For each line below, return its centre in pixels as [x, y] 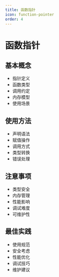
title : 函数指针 [20, 10]
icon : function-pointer [30, 15]
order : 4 [14, 19]
